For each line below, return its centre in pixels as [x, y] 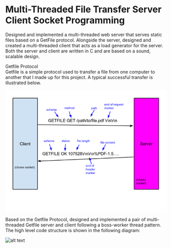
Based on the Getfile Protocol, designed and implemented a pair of [76, 219]
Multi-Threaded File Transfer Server [83, 9]
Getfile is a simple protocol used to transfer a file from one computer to [80, 72]
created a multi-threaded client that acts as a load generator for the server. [84, 45]
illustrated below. [23, 83]
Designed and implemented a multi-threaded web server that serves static [84, 34]
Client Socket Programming [65, 20]
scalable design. [23, 56]
